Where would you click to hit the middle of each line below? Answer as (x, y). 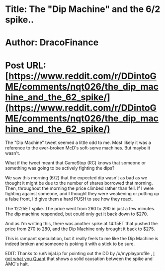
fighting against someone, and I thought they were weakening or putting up (82, 194)
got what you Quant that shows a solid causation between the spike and (79, 259)
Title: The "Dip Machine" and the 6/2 (83, 9)
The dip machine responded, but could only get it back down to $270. (77, 214)
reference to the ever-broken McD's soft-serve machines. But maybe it (78, 148)
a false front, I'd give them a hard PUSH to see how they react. (69, 199)
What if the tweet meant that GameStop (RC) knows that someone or (76, 163)
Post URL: (26, 65)
